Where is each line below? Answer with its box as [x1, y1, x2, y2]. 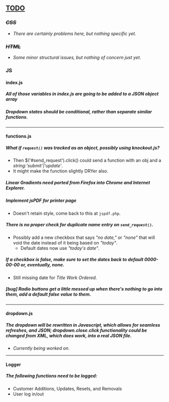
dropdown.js [6, 311, 33, 317]
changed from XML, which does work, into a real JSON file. [6, 332, 132, 338]
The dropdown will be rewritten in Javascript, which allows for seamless [6, 322, 160, 328]
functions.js [6, 133, 32, 140]
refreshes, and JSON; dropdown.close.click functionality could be [6, 327, 147, 333]
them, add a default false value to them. [6, 291, 92, 298]
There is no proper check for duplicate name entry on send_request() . [6, 222, 153, 228]
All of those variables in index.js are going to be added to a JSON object [6, 91, 159, 97]
